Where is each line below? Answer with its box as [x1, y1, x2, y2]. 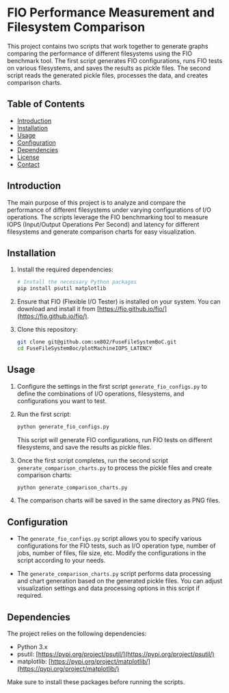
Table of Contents [7, 98, 85, 110]
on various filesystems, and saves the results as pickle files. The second [7, 64, 211, 72]
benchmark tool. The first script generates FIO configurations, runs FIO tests [7, 56, 223, 64]
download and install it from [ [16, 305, 100, 313]
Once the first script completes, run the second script [16, 456, 169, 464]
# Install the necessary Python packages [16, 279, 137, 286]
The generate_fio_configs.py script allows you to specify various [16, 535, 202, 543]
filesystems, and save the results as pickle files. [16, 443, 152, 451]
